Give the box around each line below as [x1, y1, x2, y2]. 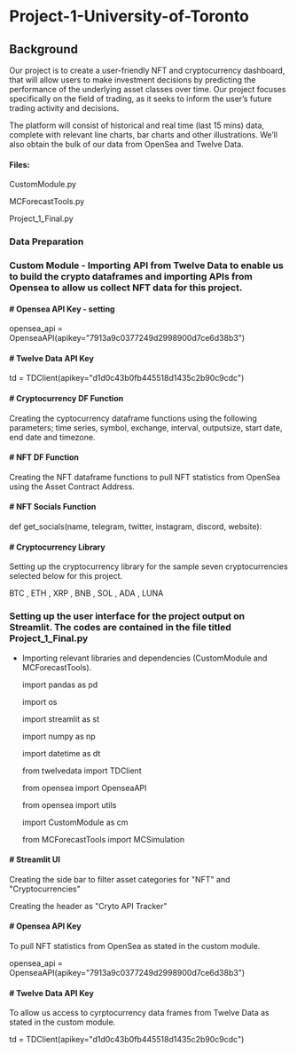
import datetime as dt [21, 748, 101, 758]
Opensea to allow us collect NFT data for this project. [9, 281, 243, 294]
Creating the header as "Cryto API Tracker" [9, 900, 168, 911]
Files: [9, 159, 30, 170]
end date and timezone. [9, 431, 96, 442]
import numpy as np [21, 731, 96, 741]
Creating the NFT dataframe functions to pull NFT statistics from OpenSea [9, 471, 281, 482]
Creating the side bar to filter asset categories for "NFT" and [9, 874, 231, 884]
